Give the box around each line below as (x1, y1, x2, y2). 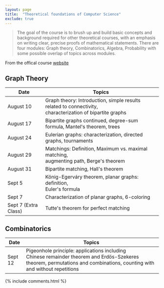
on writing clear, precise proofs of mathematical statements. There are (17, 40, 159, 46)
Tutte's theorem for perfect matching (45, 205, 130, 212)
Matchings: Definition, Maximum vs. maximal (45, 145, 148, 152)
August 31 (7, 166, 32, 172)
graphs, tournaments (45, 138, 94, 144)
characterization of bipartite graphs (45, 109, 127, 116)
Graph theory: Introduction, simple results (45, 97, 141, 104)
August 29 (7, 151, 32, 158)
